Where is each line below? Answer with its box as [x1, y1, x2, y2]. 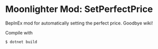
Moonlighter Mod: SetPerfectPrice [5, 3, 153, 15]
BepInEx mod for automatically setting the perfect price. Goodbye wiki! [5, 20, 153, 26]
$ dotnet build [5, 39, 37, 44]
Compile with [5, 29, 33, 35]
